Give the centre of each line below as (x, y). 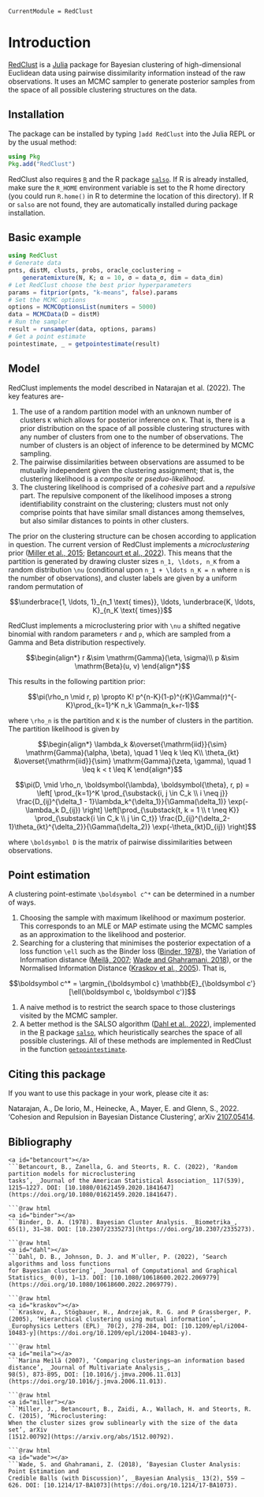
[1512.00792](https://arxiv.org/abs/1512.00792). (91, 1437)
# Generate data (35, 263)
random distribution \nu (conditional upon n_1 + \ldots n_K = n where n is (129, 569)
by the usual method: (43, 142)
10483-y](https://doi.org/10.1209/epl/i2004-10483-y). (100, 1333)
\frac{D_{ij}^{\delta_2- (195, 818)
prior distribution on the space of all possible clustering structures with (134, 428)
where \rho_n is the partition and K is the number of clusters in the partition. (131, 720)
